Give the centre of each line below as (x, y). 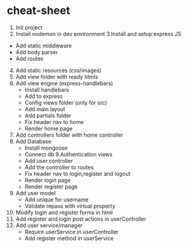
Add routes (30, 58)
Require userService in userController (71, 232)
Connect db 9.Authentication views (68, 154)
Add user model (36, 193)
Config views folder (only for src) (66, 102)
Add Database (34, 141)
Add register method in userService (69, 238)
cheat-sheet (38, 11)
